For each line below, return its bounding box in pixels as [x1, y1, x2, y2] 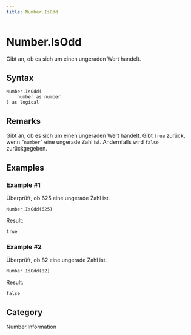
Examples [6, 162, 44, 173]
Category [6, 307, 43, 317]
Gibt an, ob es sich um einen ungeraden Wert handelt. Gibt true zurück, [6, 132, 186, 140]
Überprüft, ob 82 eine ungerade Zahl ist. [6, 256, 107, 264]
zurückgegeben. [6, 145, 47, 152]
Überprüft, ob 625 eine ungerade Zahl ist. [6, 194, 110, 201]
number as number [17, 94, 61, 100]
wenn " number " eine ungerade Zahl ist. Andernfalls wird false [6, 138, 159, 146]
